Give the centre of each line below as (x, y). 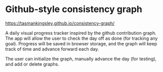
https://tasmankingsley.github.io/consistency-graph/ (60, 23)
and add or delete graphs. (32, 64)
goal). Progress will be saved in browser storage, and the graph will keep (81, 43)
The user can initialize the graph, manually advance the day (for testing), (81, 58)
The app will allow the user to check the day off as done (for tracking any (81, 38)
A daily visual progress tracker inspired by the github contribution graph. (81, 33)
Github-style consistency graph (74, 9)
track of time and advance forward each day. (52, 49)
